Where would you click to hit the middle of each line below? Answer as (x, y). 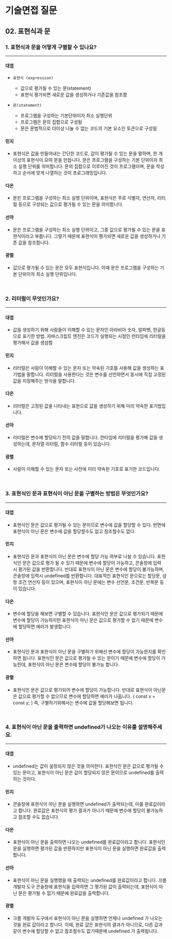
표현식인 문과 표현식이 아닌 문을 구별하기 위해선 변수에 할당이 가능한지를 (84, 652)
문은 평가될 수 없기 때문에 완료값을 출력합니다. (64, 893)
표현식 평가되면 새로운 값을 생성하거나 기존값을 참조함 (74, 95)
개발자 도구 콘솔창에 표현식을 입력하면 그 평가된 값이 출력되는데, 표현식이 (85, 887)
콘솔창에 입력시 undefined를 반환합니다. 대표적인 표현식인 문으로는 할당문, (87, 575)
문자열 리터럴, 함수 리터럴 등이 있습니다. (72, 444)
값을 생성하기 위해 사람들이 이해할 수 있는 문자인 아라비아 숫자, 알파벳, (82, 330)
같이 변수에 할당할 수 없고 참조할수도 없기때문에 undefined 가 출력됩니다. (85, 931)
